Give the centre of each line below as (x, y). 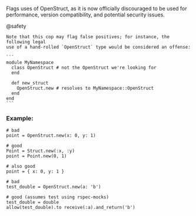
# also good (21, 167)
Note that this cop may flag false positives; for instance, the (88, 37)
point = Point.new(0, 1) (36, 156)
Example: (20, 118)
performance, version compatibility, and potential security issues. (85, 15)
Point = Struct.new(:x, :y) (41, 151)
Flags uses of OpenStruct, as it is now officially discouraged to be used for (97, 9)
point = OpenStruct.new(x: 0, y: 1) (51, 136)
